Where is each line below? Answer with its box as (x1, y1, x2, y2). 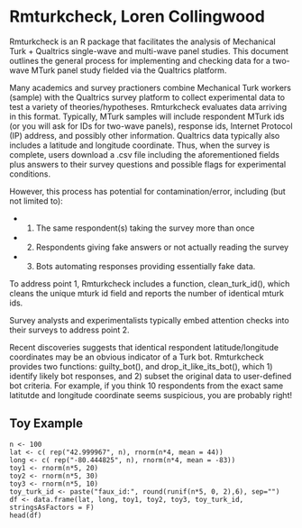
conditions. (9, 168, 51, 179)
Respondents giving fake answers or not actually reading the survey (35, 241, 289, 252)
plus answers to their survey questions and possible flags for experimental (9, 159, 287, 169)
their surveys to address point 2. (9, 324, 130, 335)
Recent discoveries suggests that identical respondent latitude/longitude (9, 341, 279, 352)
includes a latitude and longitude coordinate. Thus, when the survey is (9, 140, 270, 150)
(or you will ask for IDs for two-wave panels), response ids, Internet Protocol (9, 120, 293, 132)
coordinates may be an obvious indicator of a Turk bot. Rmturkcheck (9, 351, 264, 362)
